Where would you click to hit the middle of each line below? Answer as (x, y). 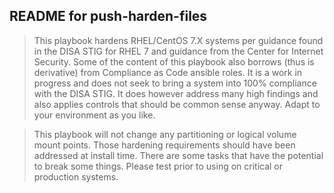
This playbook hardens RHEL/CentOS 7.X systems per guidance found (178, 40)
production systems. (76, 176)
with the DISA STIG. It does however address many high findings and (176, 93)
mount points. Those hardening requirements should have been (164, 145)
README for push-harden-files (108, 16)
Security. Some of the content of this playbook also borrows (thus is (174, 61)
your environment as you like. (94, 115)
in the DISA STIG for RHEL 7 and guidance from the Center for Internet (178, 51)
